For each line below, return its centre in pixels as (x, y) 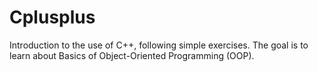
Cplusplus (52, 17)
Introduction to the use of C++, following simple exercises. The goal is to (159, 45)
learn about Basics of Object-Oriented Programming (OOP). (132, 55)
